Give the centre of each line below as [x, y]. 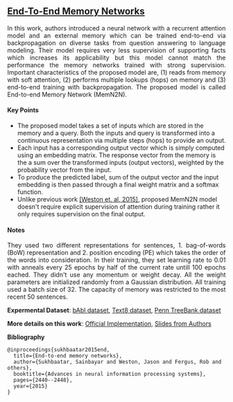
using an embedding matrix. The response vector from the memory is [116, 155]
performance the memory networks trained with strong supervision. [116, 64]
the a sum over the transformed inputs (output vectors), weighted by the [120, 163]
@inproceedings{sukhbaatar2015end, [59, 350]
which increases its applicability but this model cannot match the [116, 58]
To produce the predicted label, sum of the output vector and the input [118, 177]
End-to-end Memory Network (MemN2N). [67, 94]
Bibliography [26, 337]
